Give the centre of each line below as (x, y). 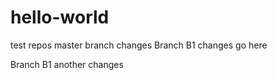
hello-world (60, 17)
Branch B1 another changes (67, 64)
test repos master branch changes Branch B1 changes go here (139, 45)
